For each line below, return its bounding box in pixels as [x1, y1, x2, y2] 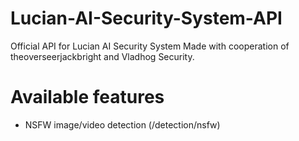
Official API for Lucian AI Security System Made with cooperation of [10, 40, 290, 52]
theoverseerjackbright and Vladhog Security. [10, 50, 195, 62]
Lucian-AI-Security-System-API [10, 7, 283, 30]
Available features [10, 86, 165, 109]
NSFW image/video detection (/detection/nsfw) [24, 118, 221, 131]
